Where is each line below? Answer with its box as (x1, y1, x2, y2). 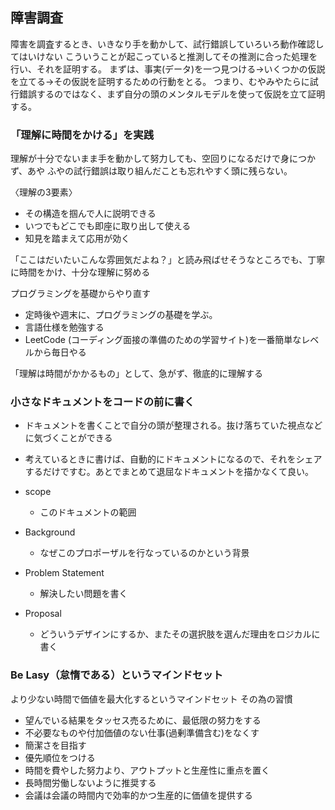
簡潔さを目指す (24, 739, 87, 751)
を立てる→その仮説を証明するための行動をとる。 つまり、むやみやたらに (10, 75, 310, 87)
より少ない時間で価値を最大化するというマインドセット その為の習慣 (10, 693, 293, 705)
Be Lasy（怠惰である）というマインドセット (10, 668, 224, 682)
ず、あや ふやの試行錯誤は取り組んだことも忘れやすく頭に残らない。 (10, 165, 293, 177)
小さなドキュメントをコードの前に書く (10, 395, 195, 409)
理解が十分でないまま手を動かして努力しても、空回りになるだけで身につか (10, 153, 317, 165)
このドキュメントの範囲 (39, 506, 137, 518)
